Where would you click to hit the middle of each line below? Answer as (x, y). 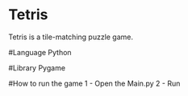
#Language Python (40, 52)
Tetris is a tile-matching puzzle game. (71, 37)
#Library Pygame (37, 68)
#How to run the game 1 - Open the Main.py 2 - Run (94, 83)
